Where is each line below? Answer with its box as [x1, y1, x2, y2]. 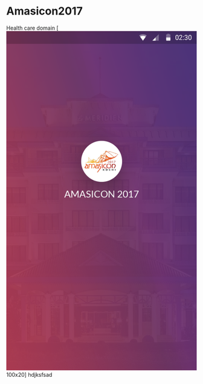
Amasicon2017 [6, 4, 83, 18]
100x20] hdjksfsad [6, 371, 53, 378]
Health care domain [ [6, 24, 59, 31]
